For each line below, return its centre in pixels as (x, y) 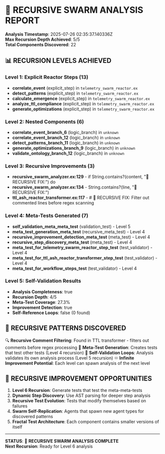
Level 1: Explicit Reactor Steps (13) (47, 77)
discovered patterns (32, 417)
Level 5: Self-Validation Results (43, 281)
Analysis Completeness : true (42, 292)
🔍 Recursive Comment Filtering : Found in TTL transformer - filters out (77, 340)
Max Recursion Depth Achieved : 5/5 (42, 39)
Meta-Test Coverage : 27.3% (41, 302)
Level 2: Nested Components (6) (45, 122)
